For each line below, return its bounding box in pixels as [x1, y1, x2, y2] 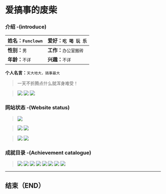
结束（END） [5, 182, 45, 190]
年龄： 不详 [7, 56, 31, 63]
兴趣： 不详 [47, 56, 71, 63]
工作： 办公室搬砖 [47, 47, 84, 54]
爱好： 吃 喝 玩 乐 [47, 38, 87, 45]
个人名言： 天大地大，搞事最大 [5, 70, 60, 76]
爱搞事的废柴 [5, 4, 58, 16]
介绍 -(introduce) [5, 23, 47, 30]
